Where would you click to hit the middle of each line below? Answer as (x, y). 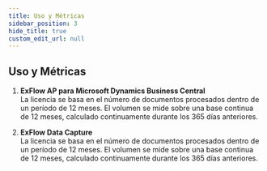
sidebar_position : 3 (43, 24)
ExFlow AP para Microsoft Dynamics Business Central (112, 91)
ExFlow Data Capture (56, 133)
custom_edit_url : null (47, 38)
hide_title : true (38, 31)
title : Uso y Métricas (47, 16)
